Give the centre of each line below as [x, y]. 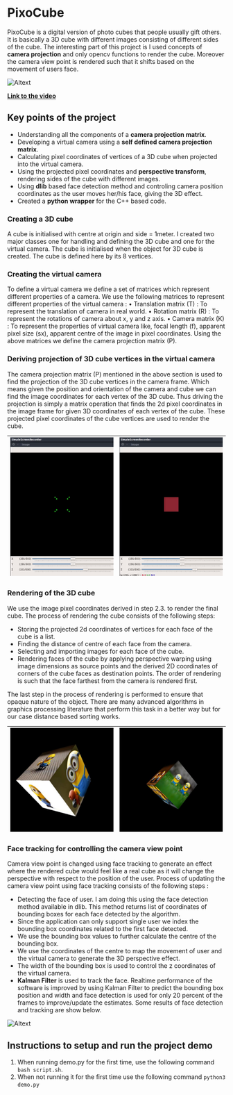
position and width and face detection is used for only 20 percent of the [120, 996]
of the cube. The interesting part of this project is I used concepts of [105, 47]
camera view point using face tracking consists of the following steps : [108, 886]
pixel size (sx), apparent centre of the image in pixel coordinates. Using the [114, 334]
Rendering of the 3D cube [51, 593]
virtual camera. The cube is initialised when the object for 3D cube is [105, 249]
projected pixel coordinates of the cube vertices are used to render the [108, 418]
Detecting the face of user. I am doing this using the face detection [113, 899]
